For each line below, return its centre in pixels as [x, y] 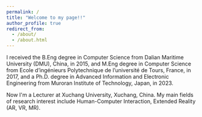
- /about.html [30, 40]
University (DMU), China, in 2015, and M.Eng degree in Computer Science [99, 64]
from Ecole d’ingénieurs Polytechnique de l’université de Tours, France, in [99, 70]
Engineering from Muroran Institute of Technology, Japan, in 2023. [90, 83]
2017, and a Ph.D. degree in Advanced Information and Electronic [88, 77]
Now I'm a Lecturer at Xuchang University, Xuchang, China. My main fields [100, 95]
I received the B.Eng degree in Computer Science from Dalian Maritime [95, 57]
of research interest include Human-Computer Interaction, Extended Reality [101, 101]
